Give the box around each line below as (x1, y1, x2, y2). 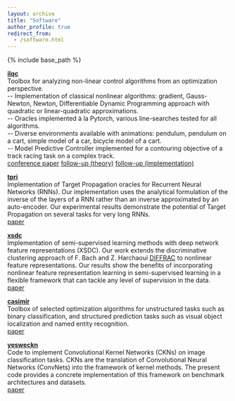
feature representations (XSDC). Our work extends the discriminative (7, 246, 208, 255)
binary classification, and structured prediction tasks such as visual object (7, 312, 223, 321)
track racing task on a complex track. (7, 152, 115, 160)
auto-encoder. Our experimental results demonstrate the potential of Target (7, 203, 227, 211)
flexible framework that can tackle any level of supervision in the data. (7, 276, 211, 285)
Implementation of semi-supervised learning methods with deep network (7, 238, 220, 247)
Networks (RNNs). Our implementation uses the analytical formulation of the (7, 188, 229, 196)
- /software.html (13, 37, 65, 44)
